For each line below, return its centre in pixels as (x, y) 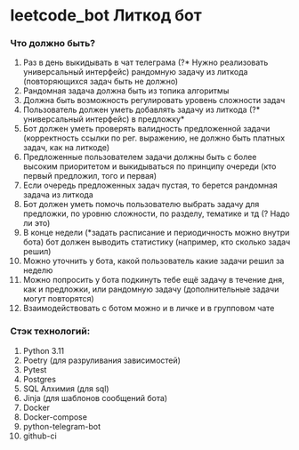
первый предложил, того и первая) (90, 176)
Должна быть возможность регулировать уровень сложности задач (154, 100)
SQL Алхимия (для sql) (66, 389)
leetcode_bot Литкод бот (106, 16)
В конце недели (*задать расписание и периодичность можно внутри (156, 233)
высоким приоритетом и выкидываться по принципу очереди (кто (149, 166)
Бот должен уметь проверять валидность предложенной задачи (146, 129)
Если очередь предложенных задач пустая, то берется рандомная (150, 185)
